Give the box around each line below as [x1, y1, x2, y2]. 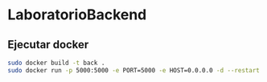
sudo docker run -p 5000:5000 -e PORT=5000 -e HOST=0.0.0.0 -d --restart [7, 66, 261, 74]
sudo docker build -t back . [7, 59, 105, 67]
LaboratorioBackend [7, 6, 147, 24]
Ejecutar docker [7, 38, 89, 51]
